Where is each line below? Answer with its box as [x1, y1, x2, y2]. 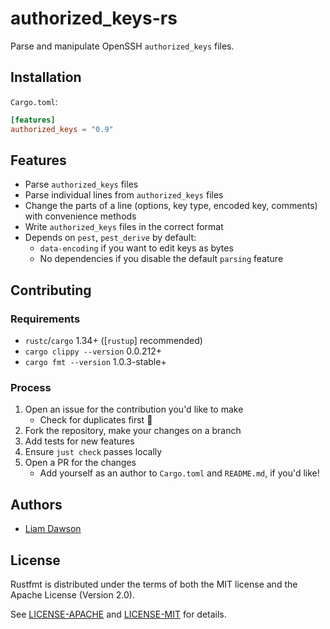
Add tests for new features [24, 435, 135, 447]
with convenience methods [24, 210, 137, 222]
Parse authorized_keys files [24, 178, 139, 191]
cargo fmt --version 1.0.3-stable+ [24, 356, 167, 367]
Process [10, 380, 52, 394]
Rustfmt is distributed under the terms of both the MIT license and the [10, 578, 298, 590]
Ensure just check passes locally [24, 446, 163, 458]
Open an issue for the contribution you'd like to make [24, 403, 244, 416]
